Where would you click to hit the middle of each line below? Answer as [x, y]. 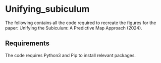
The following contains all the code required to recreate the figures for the [81, 23]
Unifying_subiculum [48, 9]
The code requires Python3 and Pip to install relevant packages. [71, 55]
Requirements [27, 44]
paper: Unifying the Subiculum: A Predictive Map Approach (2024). [74, 28]
